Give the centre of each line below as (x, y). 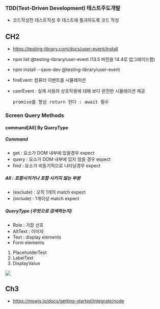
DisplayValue (26, 263)
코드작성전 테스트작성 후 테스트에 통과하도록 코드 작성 (66, 20)
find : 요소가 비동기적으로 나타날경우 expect (57, 165)
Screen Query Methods (35, 115)
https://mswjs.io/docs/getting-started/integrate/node (68, 301)
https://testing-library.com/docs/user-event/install (65, 49)
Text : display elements (37, 237)
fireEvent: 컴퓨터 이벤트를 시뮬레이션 (49, 80)
